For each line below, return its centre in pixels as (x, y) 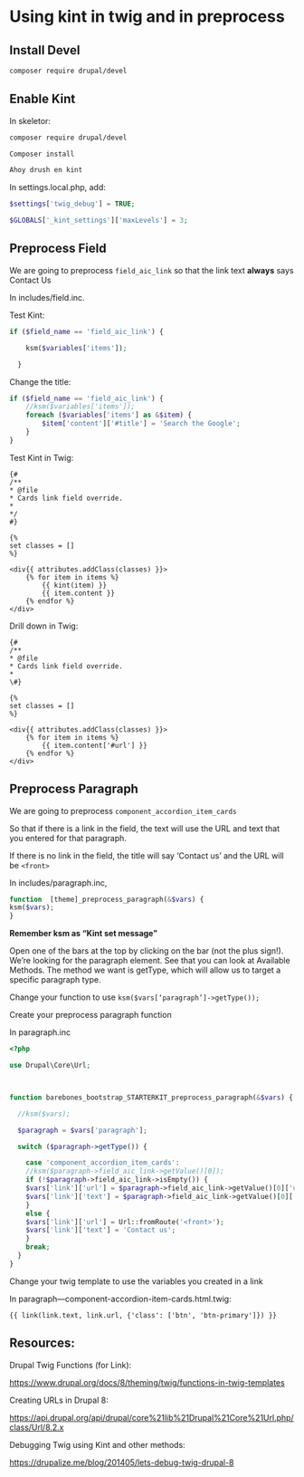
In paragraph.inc (40, 1032)
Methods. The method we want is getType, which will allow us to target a (145, 970)
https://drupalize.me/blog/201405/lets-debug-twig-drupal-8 (122, 1462)
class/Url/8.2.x (37, 1427)
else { (38, 1213)
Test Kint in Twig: (42, 457)
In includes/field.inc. (47, 297)
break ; (38, 1247)
